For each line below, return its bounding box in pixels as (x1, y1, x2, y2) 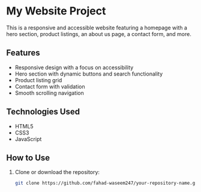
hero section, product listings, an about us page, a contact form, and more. (6, 30, 192, 37)
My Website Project (6, 4, 106, 18)
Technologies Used (6, 107, 80, 117)
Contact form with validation (14, 83, 85, 90)
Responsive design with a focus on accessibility (14, 64, 134, 71)
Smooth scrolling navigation (14, 89, 84, 97)
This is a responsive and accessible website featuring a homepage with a (6, 24, 188, 31)
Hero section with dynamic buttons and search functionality (14, 70, 163, 77)
